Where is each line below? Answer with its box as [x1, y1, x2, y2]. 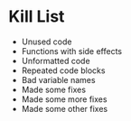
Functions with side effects [21, 45, 123, 56]
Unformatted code [21, 55, 91, 66]
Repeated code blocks [21, 65, 106, 76]
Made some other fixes [21, 103, 108, 114]
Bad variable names [21, 74, 96, 85]
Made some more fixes [21, 93, 108, 105]
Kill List [8, 6, 65, 27]
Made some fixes [21, 84, 87, 95]
